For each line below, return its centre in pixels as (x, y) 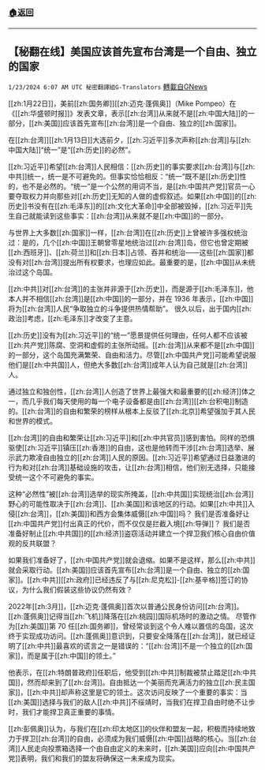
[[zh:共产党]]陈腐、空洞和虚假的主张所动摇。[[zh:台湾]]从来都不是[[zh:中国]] (131, 346)
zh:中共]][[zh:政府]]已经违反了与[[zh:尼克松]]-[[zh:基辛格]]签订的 (137, 580)
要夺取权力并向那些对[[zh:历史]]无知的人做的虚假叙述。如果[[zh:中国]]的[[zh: (132, 196)
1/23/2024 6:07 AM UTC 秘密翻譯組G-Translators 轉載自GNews (108, 87)
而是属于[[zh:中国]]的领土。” (71, 656)
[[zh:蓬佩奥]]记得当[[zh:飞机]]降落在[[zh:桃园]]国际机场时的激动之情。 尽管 (129, 616)
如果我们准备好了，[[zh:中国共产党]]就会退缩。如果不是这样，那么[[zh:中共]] (132, 560)
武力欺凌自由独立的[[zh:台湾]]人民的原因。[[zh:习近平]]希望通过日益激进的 (135, 458)
